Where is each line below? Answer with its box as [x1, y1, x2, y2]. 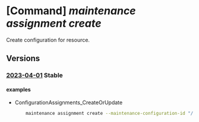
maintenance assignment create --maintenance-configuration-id [26, 111, 185, 117]
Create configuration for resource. [6, 36, 90, 43]
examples [6, 86, 31, 93]
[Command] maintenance [6, 4, 136, 18]
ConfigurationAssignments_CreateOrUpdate [14, 99, 123, 106]
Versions [6, 53, 40, 63]
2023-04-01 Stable [6, 71, 64, 79]
